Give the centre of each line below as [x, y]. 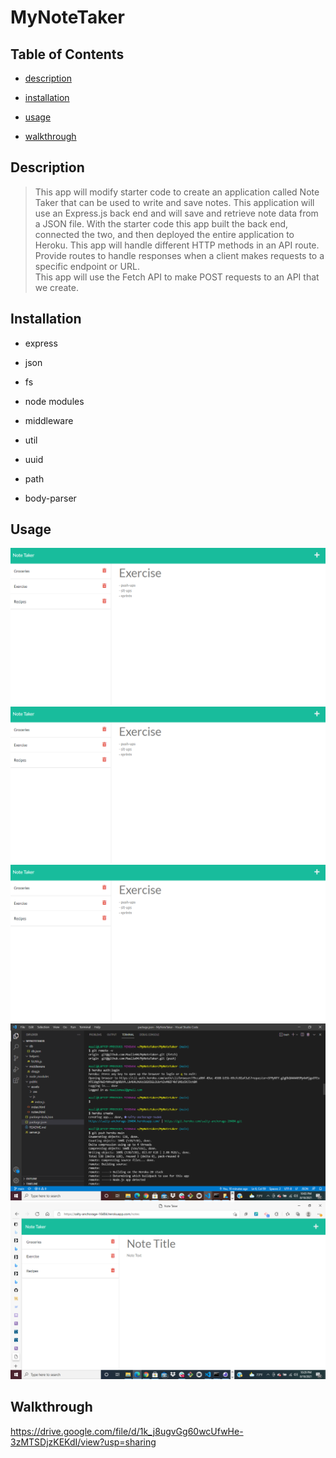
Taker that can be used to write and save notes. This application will [174, 202]
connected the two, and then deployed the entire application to [164, 234]
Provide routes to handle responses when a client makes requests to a [179, 255]
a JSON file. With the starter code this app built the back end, [161, 223]
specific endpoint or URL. [87, 266]
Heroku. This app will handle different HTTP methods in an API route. [177, 245]
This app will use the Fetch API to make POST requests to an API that [177, 277]
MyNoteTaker [67, 17]
